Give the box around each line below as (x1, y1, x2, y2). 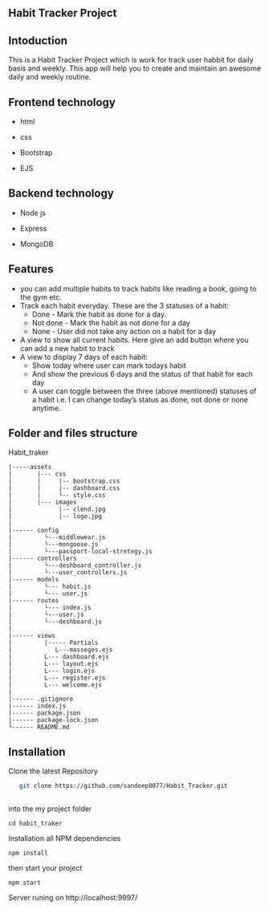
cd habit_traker (8, 819, 63, 828)
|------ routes (8, 597, 59, 605)
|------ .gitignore (8, 695, 74, 704)
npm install (8, 849, 48, 858)
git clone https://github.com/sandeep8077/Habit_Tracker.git (18, 782, 228, 790)
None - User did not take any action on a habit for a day (31, 326, 217, 336)
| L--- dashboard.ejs (8, 653, 110, 661)
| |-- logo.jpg (8, 512, 103, 520)
